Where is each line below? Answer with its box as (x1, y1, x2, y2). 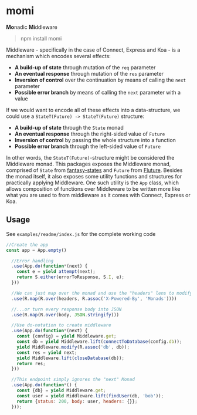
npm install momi (20, 35, 62, 42)
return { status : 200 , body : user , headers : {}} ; (16, 398, 138, 404)
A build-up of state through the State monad (14, 124, 124, 131)
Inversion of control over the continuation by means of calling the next (14, 76, 186, 83)
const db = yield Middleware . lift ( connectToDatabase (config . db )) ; (16, 339, 182, 345)
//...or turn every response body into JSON (11, 306, 122, 312)
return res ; (16, 360, 46, 366)
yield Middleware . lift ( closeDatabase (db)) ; (16, 355, 125, 361)
